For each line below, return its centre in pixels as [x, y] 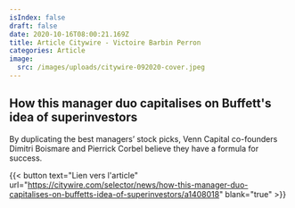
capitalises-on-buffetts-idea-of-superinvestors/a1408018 [115, 194]
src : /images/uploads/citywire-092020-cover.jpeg [111, 68]
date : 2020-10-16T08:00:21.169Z [69, 34]
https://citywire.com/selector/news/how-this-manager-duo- [138, 185]
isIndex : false [37, 17]
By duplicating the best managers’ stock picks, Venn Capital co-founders [143, 138]
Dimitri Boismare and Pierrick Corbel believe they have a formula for [134, 148]
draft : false [33, 26]
